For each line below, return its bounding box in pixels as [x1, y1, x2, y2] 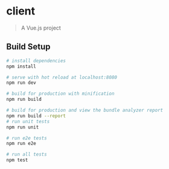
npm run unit [6, 124, 39, 130]
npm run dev [6, 80, 36, 86]
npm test [6, 157, 28, 164]
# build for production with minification [6, 91, 115, 97]
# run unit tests [6, 118, 50, 124]
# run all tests [6, 151, 47, 158]
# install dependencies [6, 57, 66, 64]
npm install [6, 63, 36, 69]
